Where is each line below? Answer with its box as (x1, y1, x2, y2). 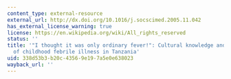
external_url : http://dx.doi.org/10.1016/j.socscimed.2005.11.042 (7, 16, 201, 23)
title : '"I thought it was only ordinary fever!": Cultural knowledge (7, 42, 214, 49)
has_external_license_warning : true (7, 23, 112, 30)
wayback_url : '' (7, 61, 54, 68)
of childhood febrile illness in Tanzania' (13, 49, 140, 56)
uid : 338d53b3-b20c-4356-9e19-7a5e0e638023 (7, 55, 134, 62)
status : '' (7, 36, 38, 43)
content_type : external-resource (7, 10, 103, 17)
